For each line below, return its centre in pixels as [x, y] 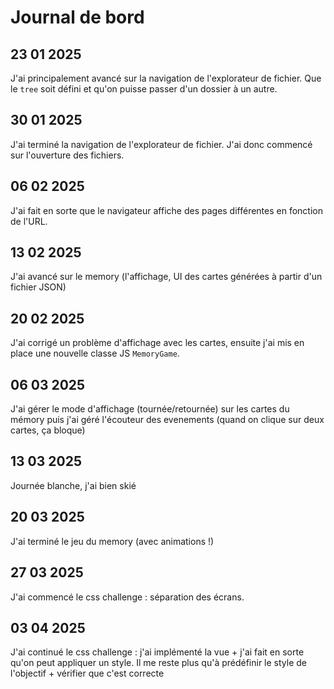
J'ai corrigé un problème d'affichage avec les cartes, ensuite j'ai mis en [157, 343]
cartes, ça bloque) [48, 430]
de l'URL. [29, 221]
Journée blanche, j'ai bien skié [73, 485]
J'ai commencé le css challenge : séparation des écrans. [127, 597]
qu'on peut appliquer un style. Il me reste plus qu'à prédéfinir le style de [159, 663]
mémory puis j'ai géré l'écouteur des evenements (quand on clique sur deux [167, 420]
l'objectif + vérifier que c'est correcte [87, 673]
